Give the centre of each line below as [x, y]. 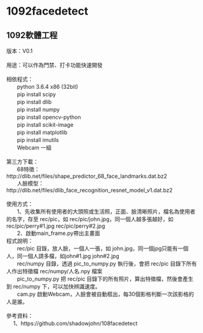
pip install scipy [36, 94]
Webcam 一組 [34, 148]
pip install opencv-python [49, 117]
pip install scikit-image [45, 125]
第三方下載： [22, 162]
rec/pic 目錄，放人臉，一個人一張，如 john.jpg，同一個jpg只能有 [97, 248]
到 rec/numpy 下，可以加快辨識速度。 [54, 286]
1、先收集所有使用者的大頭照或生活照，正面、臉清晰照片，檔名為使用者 [106, 212]
